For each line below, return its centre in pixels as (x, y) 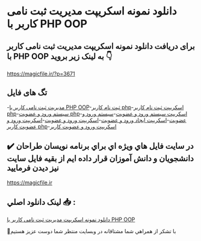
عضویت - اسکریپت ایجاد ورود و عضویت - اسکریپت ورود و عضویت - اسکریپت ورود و (97, 120)
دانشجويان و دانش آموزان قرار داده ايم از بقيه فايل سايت (100, 159)
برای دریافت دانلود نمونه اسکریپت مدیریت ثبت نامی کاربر (101, 46)
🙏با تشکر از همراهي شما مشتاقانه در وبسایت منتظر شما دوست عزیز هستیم (91, 231)
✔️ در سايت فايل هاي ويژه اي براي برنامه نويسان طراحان (100, 146)
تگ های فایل (27, 92)
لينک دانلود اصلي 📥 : (41, 202)
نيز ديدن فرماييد (33, 168)
